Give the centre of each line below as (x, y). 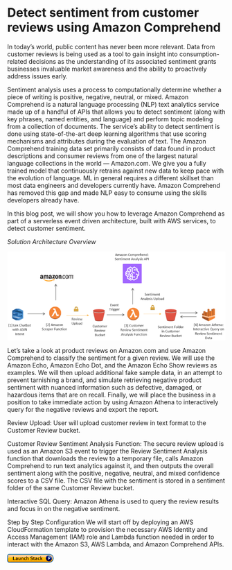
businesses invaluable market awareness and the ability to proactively (107, 69)
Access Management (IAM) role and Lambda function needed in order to (111, 537)
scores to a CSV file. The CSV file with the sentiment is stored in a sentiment (116, 481)
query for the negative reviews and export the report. (83, 409)
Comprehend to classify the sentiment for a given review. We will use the (111, 358)
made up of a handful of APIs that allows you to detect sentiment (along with (116, 112)
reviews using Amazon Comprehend (114, 27)
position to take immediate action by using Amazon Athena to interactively (113, 402)
